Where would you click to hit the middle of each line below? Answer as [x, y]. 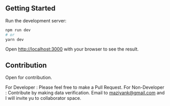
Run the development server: [36, 20]
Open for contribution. [29, 77]
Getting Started [30, 8]
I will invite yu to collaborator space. [43, 98]
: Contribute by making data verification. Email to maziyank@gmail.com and [85, 93]
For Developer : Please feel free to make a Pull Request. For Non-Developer [85, 87]
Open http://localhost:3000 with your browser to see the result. [72, 49]
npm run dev [18, 30]
